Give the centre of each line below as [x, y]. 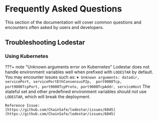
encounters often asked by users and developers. [54, 27]
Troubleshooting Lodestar [45, 43]
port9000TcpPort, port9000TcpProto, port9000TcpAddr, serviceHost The [78, 86]
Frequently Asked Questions [64, 9]
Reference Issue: [22, 105]
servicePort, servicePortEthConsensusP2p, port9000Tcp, [64, 81]
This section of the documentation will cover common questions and [73, 22]
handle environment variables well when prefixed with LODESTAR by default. [79, 72]
